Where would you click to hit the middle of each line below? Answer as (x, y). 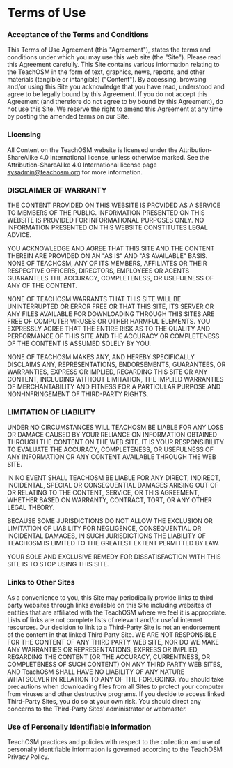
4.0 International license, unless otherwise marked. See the (124, 157)
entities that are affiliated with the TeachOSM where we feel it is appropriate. (117, 612)
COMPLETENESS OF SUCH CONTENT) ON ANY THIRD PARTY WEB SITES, (115, 664)
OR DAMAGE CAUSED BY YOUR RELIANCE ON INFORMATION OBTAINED (112, 435)
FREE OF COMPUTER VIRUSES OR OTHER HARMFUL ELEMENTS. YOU (109, 322)
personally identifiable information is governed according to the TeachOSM (115, 749)
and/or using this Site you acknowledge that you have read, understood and (116, 87)
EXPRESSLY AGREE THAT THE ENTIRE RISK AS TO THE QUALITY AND (109, 329)
